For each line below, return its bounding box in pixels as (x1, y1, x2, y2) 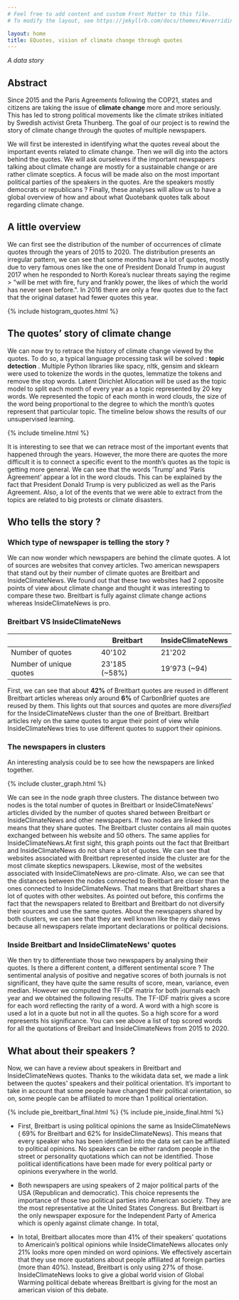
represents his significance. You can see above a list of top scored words (7, 1017, 223, 1025)
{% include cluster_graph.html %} (7, 779, 107, 788)
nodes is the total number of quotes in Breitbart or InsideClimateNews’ (7, 800, 213, 809)
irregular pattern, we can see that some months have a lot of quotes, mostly (7, 255, 230, 264)
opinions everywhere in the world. (17, 1167, 118, 1176)
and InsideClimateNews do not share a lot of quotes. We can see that (7, 846, 211, 854)
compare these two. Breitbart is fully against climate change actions (7, 591, 207, 600)
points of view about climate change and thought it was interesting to (7, 584, 211, 593)
